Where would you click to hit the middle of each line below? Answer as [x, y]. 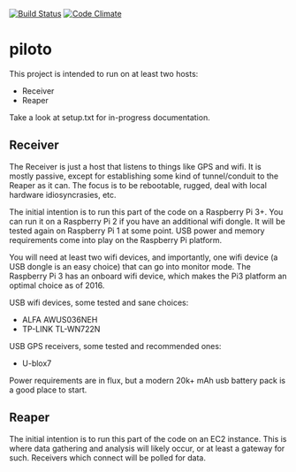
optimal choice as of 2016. [57, 285]
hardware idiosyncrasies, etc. [63, 194]
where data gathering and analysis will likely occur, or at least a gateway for [147, 448]
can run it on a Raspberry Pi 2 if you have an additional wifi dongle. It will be [147, 221]
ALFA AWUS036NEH [60, 319]
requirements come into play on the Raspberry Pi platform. [116, 240]
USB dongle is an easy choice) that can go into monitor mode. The [130, 266]
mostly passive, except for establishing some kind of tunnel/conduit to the [144, 176]
